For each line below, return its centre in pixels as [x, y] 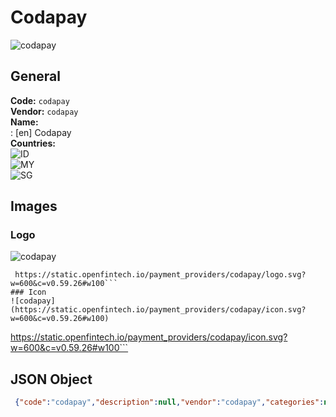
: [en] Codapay [41, 132]
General [36, 76]
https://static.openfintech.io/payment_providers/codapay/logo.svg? [160, 275]
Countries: [33, 143]
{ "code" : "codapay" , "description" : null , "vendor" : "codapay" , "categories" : [169, 402]
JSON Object [51, 379]
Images [34, 206]
